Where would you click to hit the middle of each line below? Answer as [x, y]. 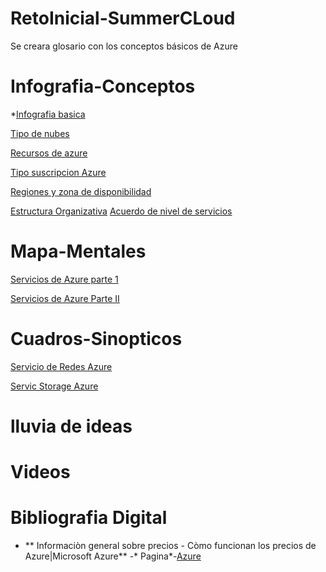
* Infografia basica [48, 114]
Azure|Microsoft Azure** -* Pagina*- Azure [113, 556]
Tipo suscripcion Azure [58, 172]
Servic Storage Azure [54, 386]
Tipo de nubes [40, 133]
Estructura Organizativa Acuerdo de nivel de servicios [121, 211]
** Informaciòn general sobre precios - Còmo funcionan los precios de [170, 546]
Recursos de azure [49, 153]
